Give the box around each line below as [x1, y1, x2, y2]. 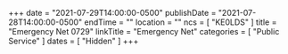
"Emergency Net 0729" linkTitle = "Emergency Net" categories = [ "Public [8, 27, 280, 36]
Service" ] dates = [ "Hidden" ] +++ [8, 35, 139, 46]
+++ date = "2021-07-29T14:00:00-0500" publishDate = [8, 8, 217, 18]
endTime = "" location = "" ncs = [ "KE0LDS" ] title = [84, 17, 277, 27]
